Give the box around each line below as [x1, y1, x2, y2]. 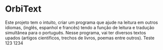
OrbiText [5, 3, 42, 15]
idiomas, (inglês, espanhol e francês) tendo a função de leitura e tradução [5, 24, 155, 30]
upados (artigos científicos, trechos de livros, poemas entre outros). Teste [5, 35, 155, 41]
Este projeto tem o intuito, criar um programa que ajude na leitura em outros [5, 19, 158, 25]
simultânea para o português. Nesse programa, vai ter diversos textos [5, 30, 146, 35]
